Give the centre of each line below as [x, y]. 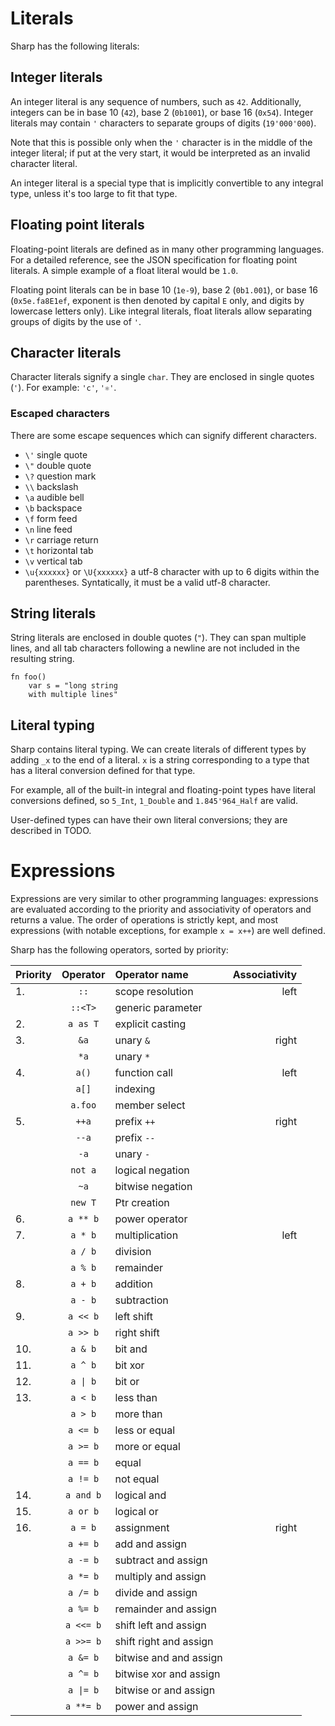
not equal [137, 1479]
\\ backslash [51, 486]
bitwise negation [153, 1187]
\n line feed [48, 529]
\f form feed [51, 518]
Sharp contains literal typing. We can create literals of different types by [158, 749]
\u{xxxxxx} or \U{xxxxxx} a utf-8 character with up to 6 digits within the [172, 571]
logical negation [152, 1170]
